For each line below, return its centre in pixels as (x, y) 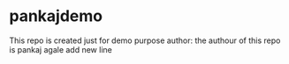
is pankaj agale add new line (61, 49)
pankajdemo (56, 16)
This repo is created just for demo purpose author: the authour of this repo (145, 40)
